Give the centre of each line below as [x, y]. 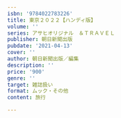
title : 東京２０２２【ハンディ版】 [51, 20]
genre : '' [22, 78]
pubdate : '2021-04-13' [40, 46]
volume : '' [23, 26]
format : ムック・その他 [38, 91]
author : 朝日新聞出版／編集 [43, 59]
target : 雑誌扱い [30, 85]
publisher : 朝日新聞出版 [40, 40]
